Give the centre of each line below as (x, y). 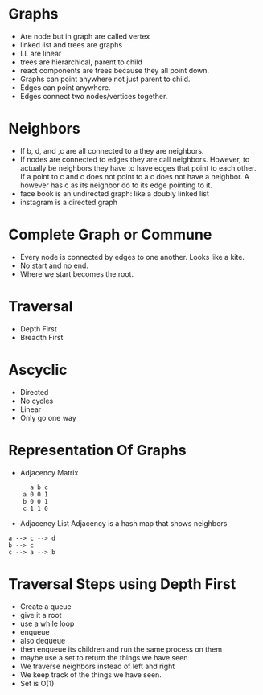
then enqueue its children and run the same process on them (121, 649)
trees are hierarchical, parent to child (81, 62)
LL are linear (41, 53)
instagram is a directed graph (69, 202)
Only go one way (48, 417)
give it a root (41, 615)
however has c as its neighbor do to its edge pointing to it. (116, 185)
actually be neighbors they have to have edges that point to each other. (138, 168)
